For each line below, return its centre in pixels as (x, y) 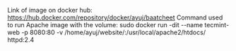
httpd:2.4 (21, 40)
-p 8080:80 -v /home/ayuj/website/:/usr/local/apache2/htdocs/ (113, 32)
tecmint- (217, 25)
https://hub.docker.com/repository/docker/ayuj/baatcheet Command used (115, 17)
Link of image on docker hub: (50, 10)
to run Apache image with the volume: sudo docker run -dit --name (105, 25)
